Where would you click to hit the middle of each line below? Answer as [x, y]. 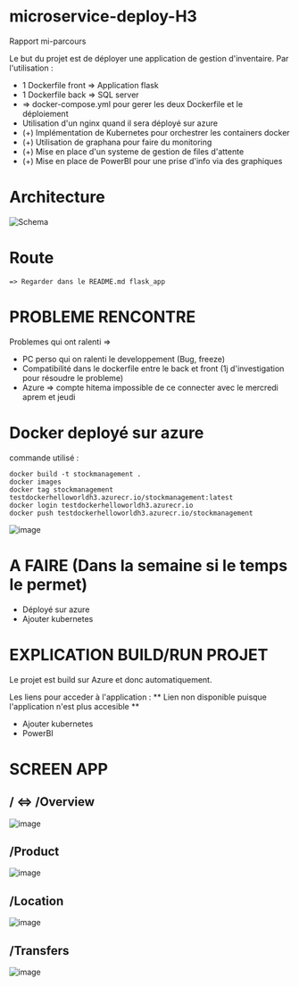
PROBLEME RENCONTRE [103, 317]
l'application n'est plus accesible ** [75, 706]
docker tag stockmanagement [62, 489]
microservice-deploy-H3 [104, 17]
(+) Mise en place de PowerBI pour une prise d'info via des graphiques [152, 161]
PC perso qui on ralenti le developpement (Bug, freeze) [124, 359]
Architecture [57, 197]
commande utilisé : [44, 458]
